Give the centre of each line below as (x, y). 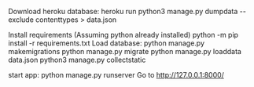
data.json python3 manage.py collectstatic (77, 60)
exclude (21, 20)
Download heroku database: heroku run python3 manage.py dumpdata (123, 11)
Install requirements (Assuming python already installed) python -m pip (123, 35)
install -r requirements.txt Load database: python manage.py (107, 43)
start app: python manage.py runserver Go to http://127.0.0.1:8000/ (116, 75)
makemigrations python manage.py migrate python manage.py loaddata (125, 51)
